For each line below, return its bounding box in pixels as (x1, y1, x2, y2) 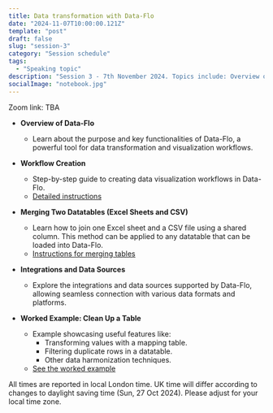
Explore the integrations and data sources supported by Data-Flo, (32, 280, 253, 289)
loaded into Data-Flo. (32, 240, 104, 250)
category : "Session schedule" (8, 50, 111, 58)
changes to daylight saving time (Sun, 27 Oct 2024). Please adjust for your (8, 388, 258, 398)
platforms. (32, 298, 67, 307)
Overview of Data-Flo (19, 118, 95, 128)
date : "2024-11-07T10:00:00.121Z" (8, 20, 126, 28)
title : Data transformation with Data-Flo (8, 11, 154, 20)
